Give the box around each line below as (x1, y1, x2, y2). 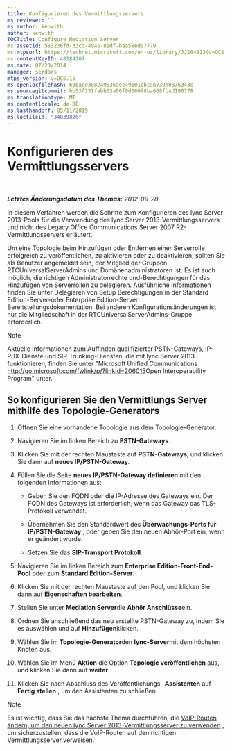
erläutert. (66, 230, 93, 238)
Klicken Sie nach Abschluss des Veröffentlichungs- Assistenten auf (17, 679, 211, 688)
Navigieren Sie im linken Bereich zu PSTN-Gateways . (17, 437, 171, 445)
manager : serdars (7, 68, 57, 75)
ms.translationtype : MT (7, 94, 76, 101)
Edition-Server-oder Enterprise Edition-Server (7, 295, 139, 304)
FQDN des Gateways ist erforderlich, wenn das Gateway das (27, 500, 201, 508)
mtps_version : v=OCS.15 (7, 74, 76, 82)
